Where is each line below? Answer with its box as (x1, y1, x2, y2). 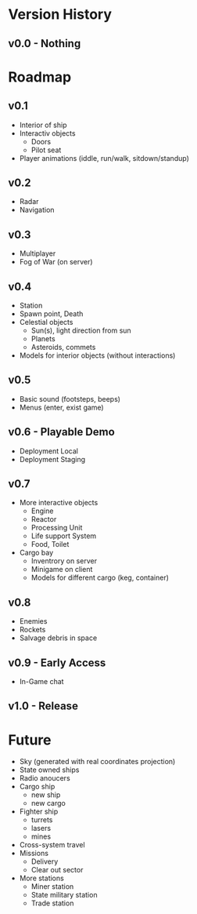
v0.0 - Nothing (8, 37, 81, 50)
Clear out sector (30, 865, 84, 875)
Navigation (19, 206, 55, 215)
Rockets (19, 625, 46, 635)
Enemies (19, 617, 48, 626)
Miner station (30, 882, 74, 891)
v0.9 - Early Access (8, 656, 106, 669)
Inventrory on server (30, 556, 98, 566)
